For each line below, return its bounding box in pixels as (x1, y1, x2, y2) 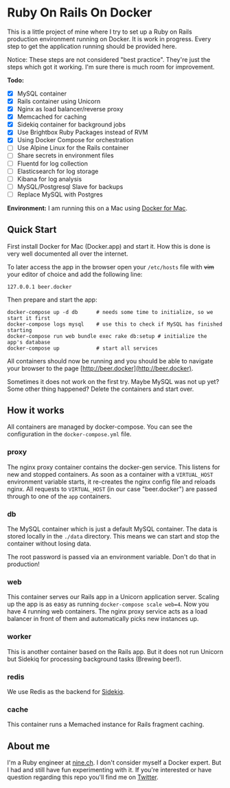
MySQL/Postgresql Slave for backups (16, 182, 124, 190)
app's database (7, 339, 51, 346)
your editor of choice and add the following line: (7, 270, 143, 278)
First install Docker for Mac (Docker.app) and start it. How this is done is (7, 242, 211, 250)
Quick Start (7, 224, 57, 236)
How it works (7, 405, 65, 416)
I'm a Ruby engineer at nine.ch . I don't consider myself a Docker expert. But (7, 758, 222, 767)
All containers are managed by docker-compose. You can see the (7, 423, 193, 431)
